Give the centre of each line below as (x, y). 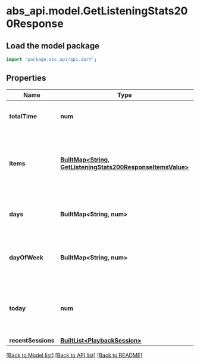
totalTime (23, 116)
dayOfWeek (26, 257)
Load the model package (53, 46)
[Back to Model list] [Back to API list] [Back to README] (74, 355)
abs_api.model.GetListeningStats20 (97, 11)
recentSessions (32, 340)
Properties (26, 78)
